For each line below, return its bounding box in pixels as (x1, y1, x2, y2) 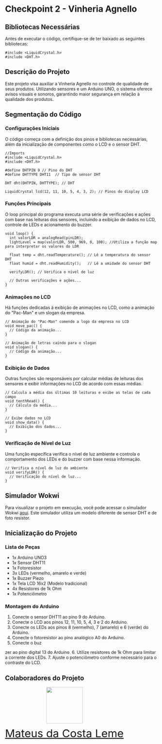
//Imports (5, 151, 25, 155)
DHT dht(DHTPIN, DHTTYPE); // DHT (5, 180, 75, 186)
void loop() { (5, 231, 34, 236)
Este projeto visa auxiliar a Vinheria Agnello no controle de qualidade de (5, 80, 149, 86)
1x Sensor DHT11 (12, 560, 46, 566)
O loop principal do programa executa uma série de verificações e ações (5, 211, 151, 217)
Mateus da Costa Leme (5, 726, 124, 741)
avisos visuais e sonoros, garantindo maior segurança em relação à (5, 91, 140, 97)
